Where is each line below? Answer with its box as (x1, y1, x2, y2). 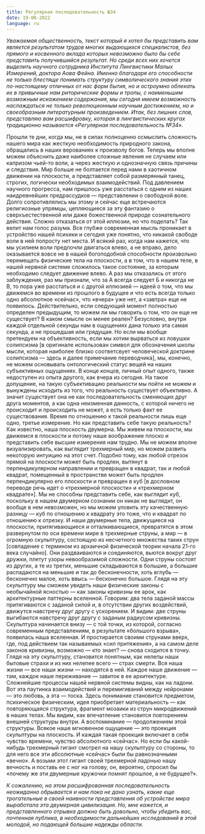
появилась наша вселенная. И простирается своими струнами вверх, (6, 633, 189, 641)
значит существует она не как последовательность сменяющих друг (6, 393, 187, 400)
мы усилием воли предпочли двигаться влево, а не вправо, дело (6, 244, 177, 251)
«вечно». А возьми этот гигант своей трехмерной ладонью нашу (6, 757, 176, 764)
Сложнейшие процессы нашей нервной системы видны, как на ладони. (6, 679, 194, 687)
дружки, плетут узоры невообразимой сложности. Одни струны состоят (6, 556, 196, 563)
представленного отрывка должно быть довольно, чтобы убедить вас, (6, 808, 192, 815)
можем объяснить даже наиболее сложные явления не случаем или (6, 153, 187, 160)
